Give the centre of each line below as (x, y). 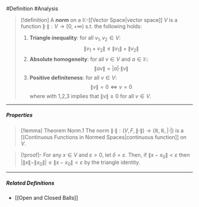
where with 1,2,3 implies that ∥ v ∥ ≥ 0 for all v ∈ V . (90, 96)
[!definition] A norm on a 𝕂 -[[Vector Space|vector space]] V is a (99, 20)
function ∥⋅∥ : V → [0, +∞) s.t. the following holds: (81, 26)
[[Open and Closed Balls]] (46, 198)
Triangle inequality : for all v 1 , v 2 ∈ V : (75, 38)
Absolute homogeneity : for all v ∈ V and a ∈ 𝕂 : (89, 59)
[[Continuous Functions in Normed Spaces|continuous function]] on (103, 137)
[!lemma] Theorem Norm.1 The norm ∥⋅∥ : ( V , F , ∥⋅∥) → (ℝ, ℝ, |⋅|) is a (102, 130)
